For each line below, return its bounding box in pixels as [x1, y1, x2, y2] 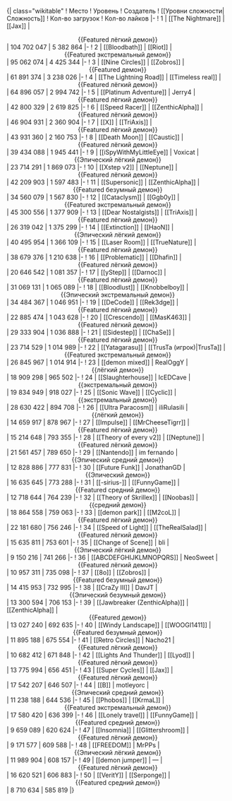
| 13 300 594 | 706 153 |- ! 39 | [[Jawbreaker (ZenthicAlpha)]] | [6, 598, 189, 607]
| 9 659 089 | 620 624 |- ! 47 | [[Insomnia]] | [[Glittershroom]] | [6, 726, 190, 734]
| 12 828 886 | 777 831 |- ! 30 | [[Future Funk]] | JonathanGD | [6, 463, 185, 471]
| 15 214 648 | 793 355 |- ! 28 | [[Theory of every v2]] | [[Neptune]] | [6, 433, 205, 441]
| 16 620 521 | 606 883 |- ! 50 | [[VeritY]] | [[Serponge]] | [6, 771, 171, 779]
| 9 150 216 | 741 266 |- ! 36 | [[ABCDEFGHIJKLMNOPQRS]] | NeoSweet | [6, 553, 218, 562]
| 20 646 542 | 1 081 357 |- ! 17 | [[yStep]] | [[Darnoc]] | [6, 268, 166, 276]
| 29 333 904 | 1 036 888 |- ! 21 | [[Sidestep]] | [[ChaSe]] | [6, 328, 176, 336]
